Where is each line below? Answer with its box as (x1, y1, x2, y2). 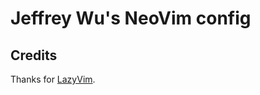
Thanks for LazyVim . (10, 73, 96, 85)
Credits (10, 47, 58, 64)
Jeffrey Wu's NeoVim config (10, 7, 252, 30)
